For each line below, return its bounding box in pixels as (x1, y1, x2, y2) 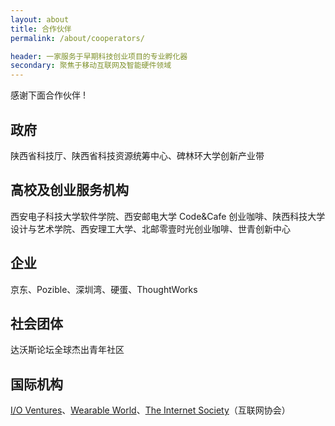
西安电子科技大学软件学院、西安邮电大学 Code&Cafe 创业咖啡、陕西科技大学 (10, 210, 326, 222)
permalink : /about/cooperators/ (10, 33, 145, 43)
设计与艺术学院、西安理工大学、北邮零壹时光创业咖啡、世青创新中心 (10, 222, 291, 235)
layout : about (10, 14, 70, 25)
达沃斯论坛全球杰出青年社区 (10, 344, 125, 356)
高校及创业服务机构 (10, 182, 129, 199)
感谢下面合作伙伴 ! (10, 89, 86, 101)
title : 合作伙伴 (10, 24, 72, 34)
